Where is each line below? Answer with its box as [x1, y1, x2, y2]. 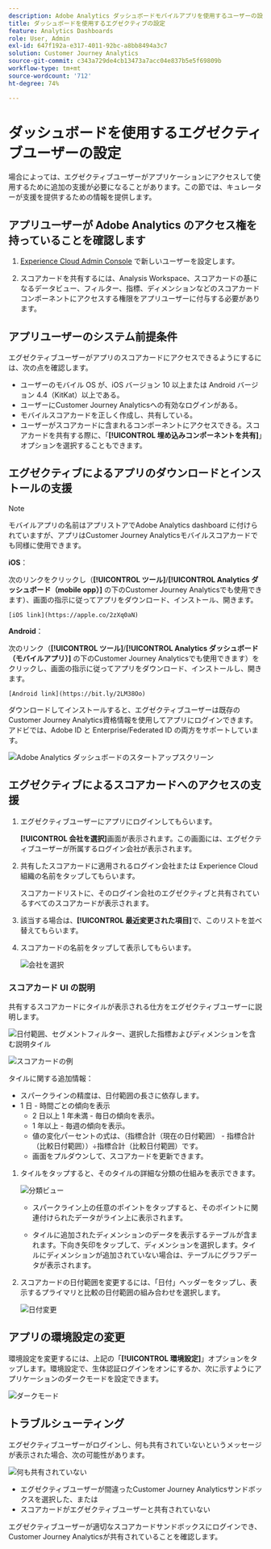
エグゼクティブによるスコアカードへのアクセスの [8, 779, 252, 792]
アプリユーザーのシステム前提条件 [8, 330, 177, 343]
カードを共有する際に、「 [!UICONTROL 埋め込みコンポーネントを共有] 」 [27, 430, 263, 440]
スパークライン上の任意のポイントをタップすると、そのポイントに [31, 1203, 252, 1212]
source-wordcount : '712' [8, 72, 92, 80]
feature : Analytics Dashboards [8, 27, 114, 35]
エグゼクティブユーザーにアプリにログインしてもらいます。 [19, 816, 217, 826]
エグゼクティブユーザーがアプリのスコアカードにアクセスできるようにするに [8, 353, 262, 363]
